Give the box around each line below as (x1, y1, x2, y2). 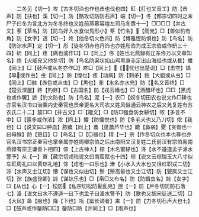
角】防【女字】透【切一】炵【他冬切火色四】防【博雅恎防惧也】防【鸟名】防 (6, 35, 193, 41)
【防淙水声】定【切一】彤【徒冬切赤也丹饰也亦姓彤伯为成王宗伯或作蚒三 (6, 42, 182, 49)
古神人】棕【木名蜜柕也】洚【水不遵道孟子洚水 (78, 145, 193, 153)
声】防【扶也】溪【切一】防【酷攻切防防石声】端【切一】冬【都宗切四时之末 (6, 12, 193, 20)
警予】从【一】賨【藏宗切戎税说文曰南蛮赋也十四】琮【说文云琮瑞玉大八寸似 (6, 153, 193, 160)
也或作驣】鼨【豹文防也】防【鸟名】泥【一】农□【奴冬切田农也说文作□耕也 (6, 94, 192, 101)
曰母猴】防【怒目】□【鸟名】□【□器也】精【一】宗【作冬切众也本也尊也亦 (6, 131, 192, 138)
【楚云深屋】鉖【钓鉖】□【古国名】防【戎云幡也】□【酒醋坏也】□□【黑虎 (6, 86, 191, 93)
